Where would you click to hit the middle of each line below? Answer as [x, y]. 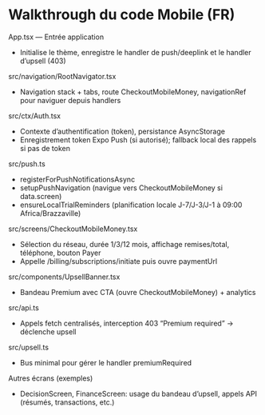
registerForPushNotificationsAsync [77, 179]
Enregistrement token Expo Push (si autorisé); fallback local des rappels [138, 140]
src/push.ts [27, 164]
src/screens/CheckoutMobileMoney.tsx [73, 229]
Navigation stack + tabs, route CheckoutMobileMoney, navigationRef [133, 92]
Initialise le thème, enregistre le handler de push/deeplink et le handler [135, 52]
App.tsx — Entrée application [56, 37]
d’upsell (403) [43, 61]
